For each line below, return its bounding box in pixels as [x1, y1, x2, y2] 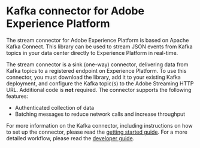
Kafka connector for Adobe [6, 4, 145, 18]
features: [6, 92, 29, 100]
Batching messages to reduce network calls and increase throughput [14, 110, 186, 118]
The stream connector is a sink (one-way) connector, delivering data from [6, 61, 189, 68]
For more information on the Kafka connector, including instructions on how [6, 122, 193, 129]
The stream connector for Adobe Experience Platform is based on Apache [6, 36, 189, 44]
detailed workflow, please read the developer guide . [6, 134, 135, 141]
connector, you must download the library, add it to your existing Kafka [6, 73, 181, 81]
